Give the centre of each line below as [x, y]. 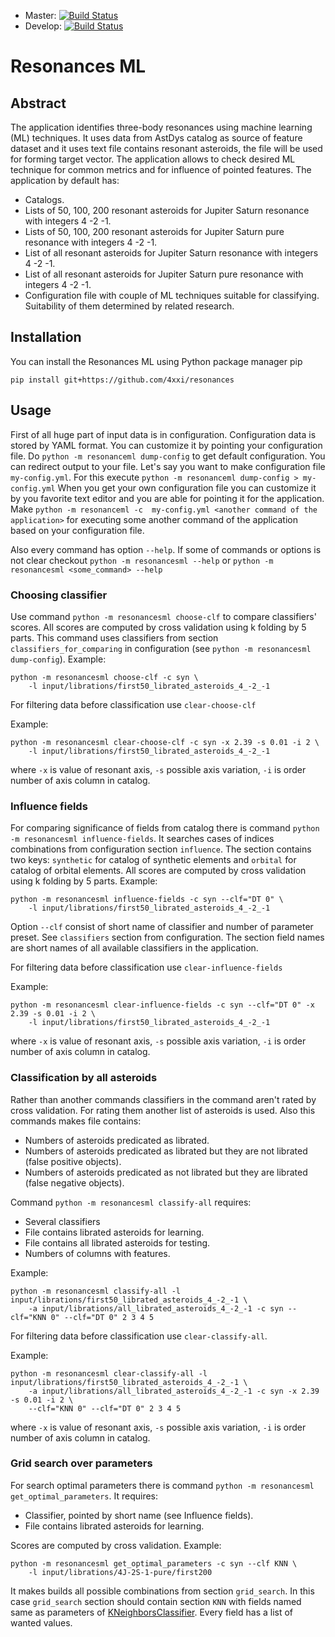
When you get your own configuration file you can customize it [187, 487]
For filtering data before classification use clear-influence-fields [146, 967]
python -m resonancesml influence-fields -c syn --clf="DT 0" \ [147, 900]
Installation [46, 337]
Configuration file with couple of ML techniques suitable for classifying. [172, 295]
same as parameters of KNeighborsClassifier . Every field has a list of [152, 1612]
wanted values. [41, 1622]
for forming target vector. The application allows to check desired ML [153, 159]
